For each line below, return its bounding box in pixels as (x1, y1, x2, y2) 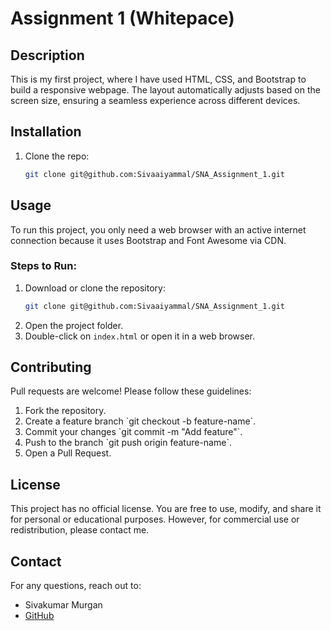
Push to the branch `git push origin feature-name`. (24, 437, 232, 449)
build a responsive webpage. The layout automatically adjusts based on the (10, 84, 321, 96)
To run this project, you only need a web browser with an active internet (10, 223, 307, 236)
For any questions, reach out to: (10, 580, 142, 592)
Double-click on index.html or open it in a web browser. (24, 330, 255, 342)
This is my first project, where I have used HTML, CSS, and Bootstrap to (10, 73, 307, 85)
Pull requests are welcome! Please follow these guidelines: (10, 385, 252, 397)
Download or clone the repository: (24, 282, 166, 294)
